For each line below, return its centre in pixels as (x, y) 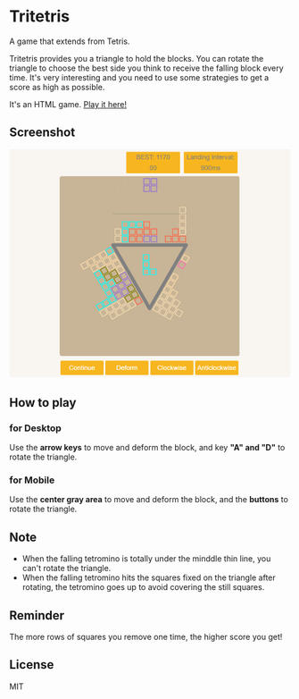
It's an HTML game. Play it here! (68, 104)
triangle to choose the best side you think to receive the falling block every (146, 68)
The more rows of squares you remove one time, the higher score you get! (146, 636)
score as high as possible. (57, 87)
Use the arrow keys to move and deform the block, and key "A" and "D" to (147, 448)
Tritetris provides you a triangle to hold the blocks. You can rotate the (137, 58)
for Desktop (36, 428)
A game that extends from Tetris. (70, 41)
